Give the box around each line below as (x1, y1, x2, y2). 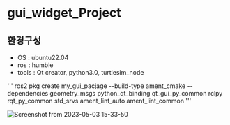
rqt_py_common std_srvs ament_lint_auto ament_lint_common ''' (7, 96, 192, 105)
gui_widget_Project (7, 5, 122, 21)
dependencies (7, 89, 49, 97)
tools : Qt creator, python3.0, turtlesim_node (17, 68, 144, 76)
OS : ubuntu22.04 (17, 54, 69, 61)
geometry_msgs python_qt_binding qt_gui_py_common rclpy (49, 89, 223, 97)
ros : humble (17, 61, 54, 69)
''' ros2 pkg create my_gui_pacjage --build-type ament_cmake (7, 82, 186, 90)
